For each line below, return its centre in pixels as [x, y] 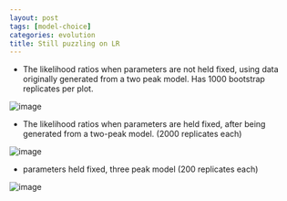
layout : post [34, 18]
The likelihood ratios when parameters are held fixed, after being [144, 124]
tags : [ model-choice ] [51, 26]
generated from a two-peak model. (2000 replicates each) [132, 134]
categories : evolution [52, 35]
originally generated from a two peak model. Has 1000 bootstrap [144, 79]
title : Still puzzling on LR [65, 43]
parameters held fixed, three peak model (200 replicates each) [140, 169]
